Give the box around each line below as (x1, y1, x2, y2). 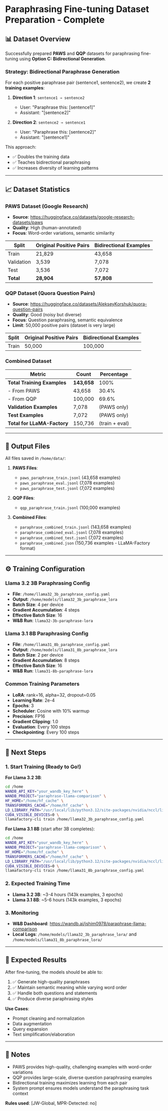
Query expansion (12, 1026, 48, 1032)
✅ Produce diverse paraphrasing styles (12, 995, 93, 1001)
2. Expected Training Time (5, 880, 70, 887)
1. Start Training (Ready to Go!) (5, 763, 81, 770)
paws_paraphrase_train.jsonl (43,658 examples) (19, 474, 121, 481)
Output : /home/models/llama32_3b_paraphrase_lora (12, 597, 117, 603)
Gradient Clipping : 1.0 (12, 718, 58, 724)
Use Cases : (5, 1005, 29, 1011)
